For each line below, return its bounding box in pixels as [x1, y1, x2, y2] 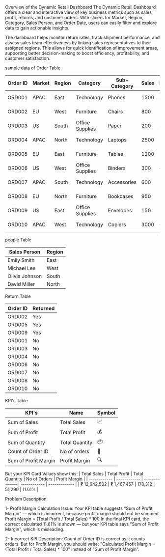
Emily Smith [7, 257, 35, 263]
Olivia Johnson [7, 273, 42, 279]
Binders [108, 165, 126, 171]
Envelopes [108, 207, 132, 214]
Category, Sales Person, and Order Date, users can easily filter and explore [5, 20, 157, 26]
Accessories [108, 179, 137, 186]
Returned [32, 305, 55, 311]
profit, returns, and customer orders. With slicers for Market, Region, [5, 15, 144, 20]
